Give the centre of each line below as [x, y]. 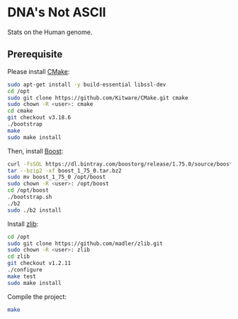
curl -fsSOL [25, 164]
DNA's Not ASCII [57, 12]
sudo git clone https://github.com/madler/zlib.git [85, 243]
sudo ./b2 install [34, 210]
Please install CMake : [39, 71]
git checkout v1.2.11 [39, 264]
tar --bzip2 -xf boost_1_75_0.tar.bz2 [64, 171]
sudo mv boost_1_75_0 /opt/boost [57, 177]
